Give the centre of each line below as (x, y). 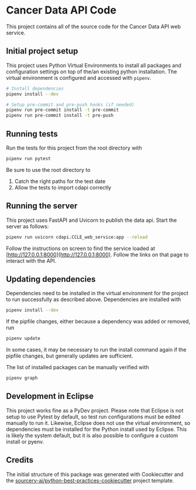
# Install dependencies (35, 89)
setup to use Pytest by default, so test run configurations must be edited (93, 417)
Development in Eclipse (50, 396)
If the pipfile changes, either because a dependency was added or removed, (98, 322)
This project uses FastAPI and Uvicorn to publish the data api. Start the (92, 220)
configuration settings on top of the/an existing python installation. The (92, 72)
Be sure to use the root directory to (48, 170)
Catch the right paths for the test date (60, 181)
